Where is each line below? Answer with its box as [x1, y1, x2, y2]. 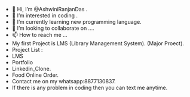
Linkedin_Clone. [11, 65, 51, 72]
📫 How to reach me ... [11, 32, 68, 38]
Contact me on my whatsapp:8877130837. [11, 78, 117, 85]
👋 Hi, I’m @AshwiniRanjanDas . [11, 6, 88, 12]
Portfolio [11, 59, 33, 65]
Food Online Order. [11, 71, 59, 79]
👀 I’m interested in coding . [11, 12, 78, 19]
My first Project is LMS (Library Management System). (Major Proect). [11, 40, 184, 47]
